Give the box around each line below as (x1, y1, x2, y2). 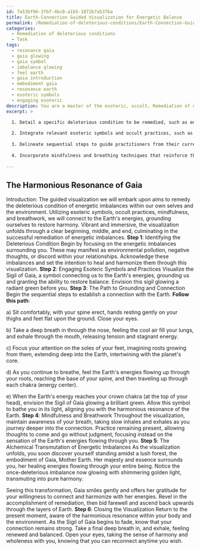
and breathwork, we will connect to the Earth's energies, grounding (6, 215, 171, 222)
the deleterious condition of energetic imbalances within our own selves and (6, 202, 193, 209)
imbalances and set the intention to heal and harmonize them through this (6, 259, 187, 266)
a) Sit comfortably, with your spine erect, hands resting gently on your (6, 309, 178, 316)
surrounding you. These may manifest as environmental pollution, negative (6, 247, 189, 254)
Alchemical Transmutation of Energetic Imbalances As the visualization (6, 443, 180, 450)
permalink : (6, 20, 33, 26)
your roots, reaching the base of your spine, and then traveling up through (6, 375, 188, 382)
